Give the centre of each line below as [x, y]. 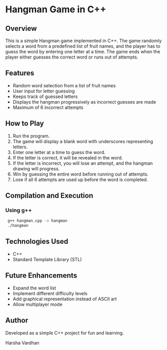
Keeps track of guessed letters [45, 96]
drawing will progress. [36, 168]
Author [17, 320]
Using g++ [19, 210]
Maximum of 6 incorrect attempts [48, 107]
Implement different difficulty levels [50, 293]
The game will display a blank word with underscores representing [83, 141]
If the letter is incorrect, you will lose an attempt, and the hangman [83, 163]
